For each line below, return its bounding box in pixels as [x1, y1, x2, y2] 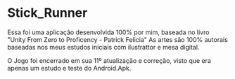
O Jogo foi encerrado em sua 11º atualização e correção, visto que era [7, 56, 211, 64]
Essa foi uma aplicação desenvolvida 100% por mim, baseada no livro [7, 28, 210, 36]
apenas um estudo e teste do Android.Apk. [7, 64, 132, 72]
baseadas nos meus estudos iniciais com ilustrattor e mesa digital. [7, 43, 200, 51]
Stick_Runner [7, 5, 88, 21]
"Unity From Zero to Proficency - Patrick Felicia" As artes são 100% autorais [7, 35, 229, 43]
